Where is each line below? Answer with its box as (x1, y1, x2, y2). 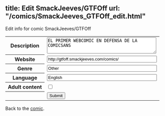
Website (14, 56, 36, 63)
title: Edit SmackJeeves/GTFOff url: (5, 4, 120, 13)
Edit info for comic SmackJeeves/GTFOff (5, 25, 91, 32)
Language (12, 74, 37, 81)
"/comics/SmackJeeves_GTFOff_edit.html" (5, 12, 146, 21)
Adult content (8, 83, 42, 91)
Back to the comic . (5, 105, 45, 111)
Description (10, 42, 40, 49)
